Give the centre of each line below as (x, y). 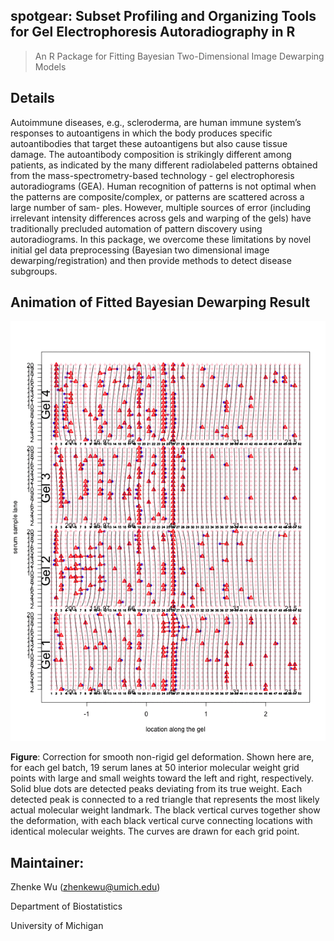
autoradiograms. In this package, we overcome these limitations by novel (161, 239)
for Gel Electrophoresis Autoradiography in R (153, 32)
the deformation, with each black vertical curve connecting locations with (161, 821)
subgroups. (34, 271)
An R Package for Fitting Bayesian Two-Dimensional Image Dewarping (179, 56)
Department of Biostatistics (66, 906)
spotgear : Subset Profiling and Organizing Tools (163, 16)
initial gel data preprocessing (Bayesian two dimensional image (140, 250)
